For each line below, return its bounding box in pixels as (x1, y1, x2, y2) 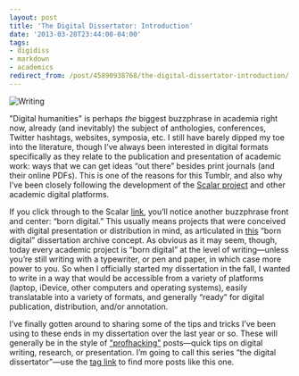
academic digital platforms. (9, 188, 110, 199)
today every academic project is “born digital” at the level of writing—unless (9, 244, 289, 255)
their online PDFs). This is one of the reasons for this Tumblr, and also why (9, 170, 283, 180)
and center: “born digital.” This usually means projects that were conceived (9, 215, 287, 226)
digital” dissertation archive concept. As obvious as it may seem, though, (9, 234, 278, 246)
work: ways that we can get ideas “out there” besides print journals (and (9, 160, 275, 171)
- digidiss (9, 46, 50, 55)
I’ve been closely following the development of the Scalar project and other (9, 180, 286, 190)
